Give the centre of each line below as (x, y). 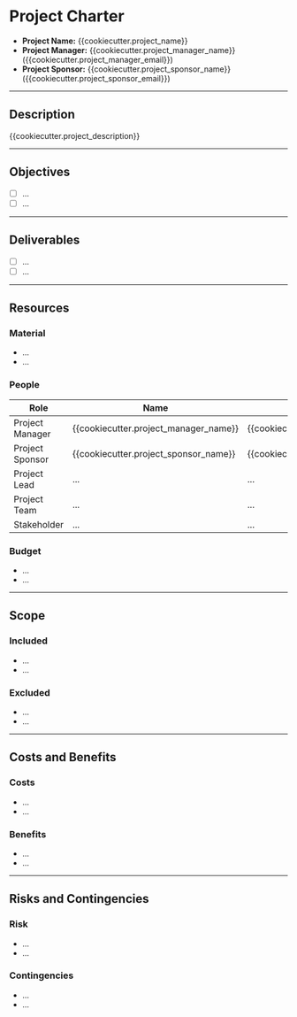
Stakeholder (39, 524)
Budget (25, 551)
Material (27, 333)
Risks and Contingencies (79, 899)
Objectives (40, 172)
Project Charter (67, 16)
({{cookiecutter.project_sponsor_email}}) (96, 78)
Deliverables (45, 240)
